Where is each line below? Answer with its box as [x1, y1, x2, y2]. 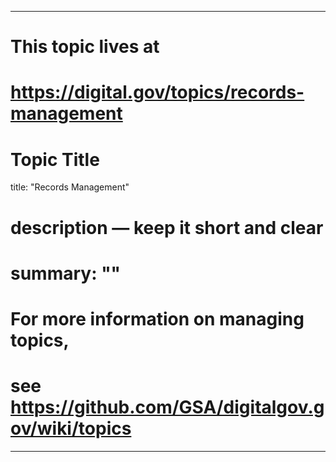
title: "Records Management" [10, 181, 130, 193]
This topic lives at [10, 36, 160, 58]
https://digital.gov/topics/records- [10, 81, 305, 104]
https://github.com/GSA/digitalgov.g [10, 396, 325, 419]
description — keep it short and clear [10, 216, 324, 239]
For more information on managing [10, 307, 305, 330]
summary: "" [10, 262, 122, 285]
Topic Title [10, 148, 100, 171]
